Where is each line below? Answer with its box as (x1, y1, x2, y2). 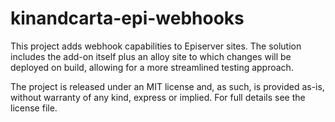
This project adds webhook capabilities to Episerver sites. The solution (10, 40, 302, 52)
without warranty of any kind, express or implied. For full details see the (10, 91, 306, 103)
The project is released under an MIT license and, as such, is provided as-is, (10, 80, 325, 92)
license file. (10, 102, 58, 114)
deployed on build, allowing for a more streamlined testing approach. (10, 61, 294, 73)
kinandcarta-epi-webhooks (10, 7, 245, 30)
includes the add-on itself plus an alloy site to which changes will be (10, 50, 292, 62)
